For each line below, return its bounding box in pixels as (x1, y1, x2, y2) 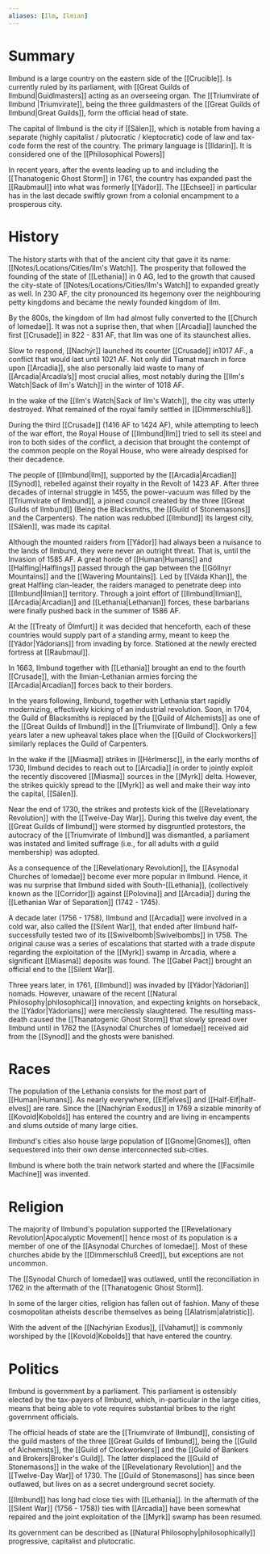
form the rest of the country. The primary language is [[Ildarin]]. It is (27, 141, 252, 150)
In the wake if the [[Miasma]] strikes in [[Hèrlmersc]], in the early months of (8, 754, 260, 764)
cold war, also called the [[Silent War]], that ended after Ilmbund (8, 921, 222, 931)
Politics (8, 1359, 60, 1378)
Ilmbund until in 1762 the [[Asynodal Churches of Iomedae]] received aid (8, 1023, 249, 1033)
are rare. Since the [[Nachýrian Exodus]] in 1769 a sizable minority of (32, 1104, 262, 1114)
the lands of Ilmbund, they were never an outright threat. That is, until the (8, 545, 251, 555)
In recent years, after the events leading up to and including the (8, 165, 219, 175)
